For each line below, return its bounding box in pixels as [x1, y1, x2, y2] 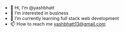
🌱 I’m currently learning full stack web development [10, 15, 119, 21]
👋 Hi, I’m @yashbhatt [10, 5, 55, 10]
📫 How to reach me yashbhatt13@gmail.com [10, 21, 106, 27]
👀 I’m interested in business [10, 10, 69, 16]
